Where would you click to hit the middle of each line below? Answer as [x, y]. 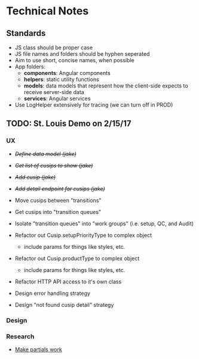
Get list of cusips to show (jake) [54, 165]
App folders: [30, 67]
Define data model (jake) [45, 153]
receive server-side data [54, 92]
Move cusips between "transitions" [58, 200]
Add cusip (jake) [35, 177]
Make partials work [39, 349]
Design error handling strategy [53, 293]
